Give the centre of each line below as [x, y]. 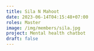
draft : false [22, 39]
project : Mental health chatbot [46, 33]
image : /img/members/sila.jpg [43, 28]
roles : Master [24, 22]
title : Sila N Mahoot [33, 11]
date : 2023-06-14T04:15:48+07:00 [47, 17]
